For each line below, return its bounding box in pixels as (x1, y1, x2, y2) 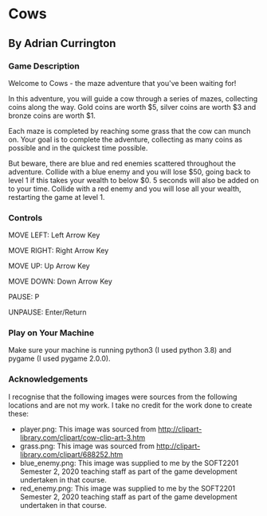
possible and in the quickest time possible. (8, 143, 148, 152)
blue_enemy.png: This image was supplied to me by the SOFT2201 (19, 458, 239, 467)
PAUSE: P (8, 292, 40, 302)
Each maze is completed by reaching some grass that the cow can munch (8, 126, 251, 135)
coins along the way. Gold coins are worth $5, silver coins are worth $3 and (8, 102, 257, 111)
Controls (8, 212, 43, 223)
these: (8, 408, 29, 418)
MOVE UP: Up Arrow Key (8, 261, 90, 271)
